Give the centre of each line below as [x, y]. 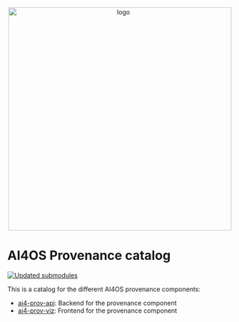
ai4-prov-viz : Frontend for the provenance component [97, 311]
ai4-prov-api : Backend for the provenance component [97, 303]
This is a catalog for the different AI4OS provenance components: [104, 289]
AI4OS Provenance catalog [89, 256]
